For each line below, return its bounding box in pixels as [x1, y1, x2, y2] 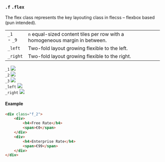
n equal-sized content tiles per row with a [27, 31, 124, 38]
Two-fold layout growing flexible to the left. [27, 45, 128, 52]
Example [5, 101, 24, 107]
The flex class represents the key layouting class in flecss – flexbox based [5, 15, 155, 21]
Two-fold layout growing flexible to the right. [27, 53, 132, 60]
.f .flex [5, 4, 25, 10]
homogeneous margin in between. [27, 37, 107, 44]
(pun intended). [5, 20, 37, 26]
